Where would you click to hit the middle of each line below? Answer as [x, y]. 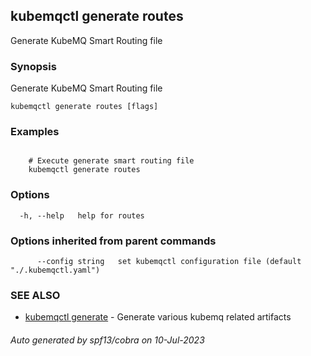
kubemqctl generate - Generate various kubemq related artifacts [158, 317]
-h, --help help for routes [82, 215]
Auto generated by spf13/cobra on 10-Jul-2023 [107, 340]
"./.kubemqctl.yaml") [55, 270]
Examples [35, 132]
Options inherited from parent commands [113, 241]
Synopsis [33, 66]
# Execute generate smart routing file [111, 161]
